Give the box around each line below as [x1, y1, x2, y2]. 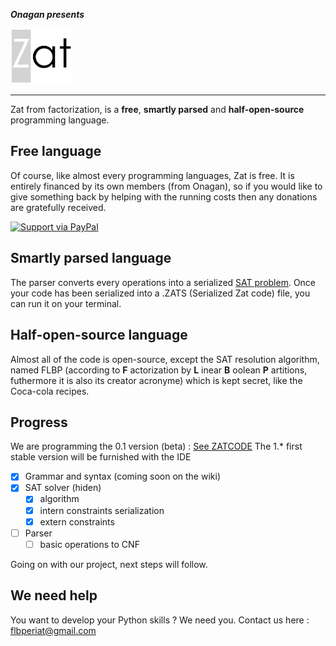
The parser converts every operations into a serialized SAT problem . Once [10, 276, 317, 288]
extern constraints [39, 515, 115, 528]
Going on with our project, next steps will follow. [10, 558, 208, 570]
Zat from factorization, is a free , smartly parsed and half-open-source [10, 104, 305, 116]
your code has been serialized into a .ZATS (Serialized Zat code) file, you [10, 287, 311, 299]
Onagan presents [10, 9, 85, 20]
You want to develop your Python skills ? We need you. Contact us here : [10, 614, 310, 626]
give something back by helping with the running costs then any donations [10, 190, 318, 203]
